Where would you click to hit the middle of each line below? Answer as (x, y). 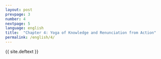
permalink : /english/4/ (30, 38)
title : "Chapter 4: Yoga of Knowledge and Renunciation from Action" (81, 33)
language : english (24, 28)
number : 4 (16, 19)
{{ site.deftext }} (22, 51)
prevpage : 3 (18, 14)
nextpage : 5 (18, 24)
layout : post (19, 10)
